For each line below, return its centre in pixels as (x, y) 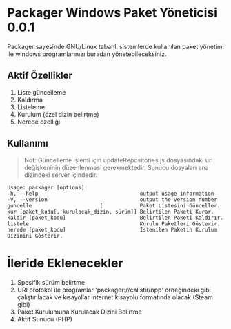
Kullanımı (28, 143)
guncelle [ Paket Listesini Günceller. (114, 205)
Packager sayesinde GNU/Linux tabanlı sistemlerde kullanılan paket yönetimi (115, 46)
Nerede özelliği (39, 122)
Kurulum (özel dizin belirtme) (58, 114)
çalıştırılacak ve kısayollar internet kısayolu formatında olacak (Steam (115, 297)
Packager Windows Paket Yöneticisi (112, 13)
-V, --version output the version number (112, 199)
